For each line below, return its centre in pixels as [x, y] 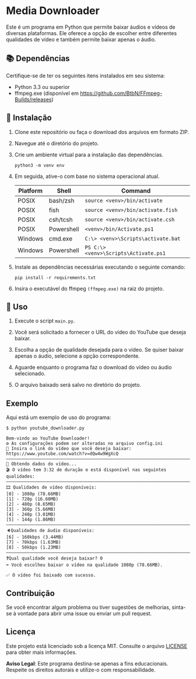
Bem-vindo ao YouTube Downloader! [48, 438]
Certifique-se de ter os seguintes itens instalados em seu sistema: [85, 76]
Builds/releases [33, 99]
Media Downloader [53, 11]
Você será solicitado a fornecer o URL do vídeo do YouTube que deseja [100, 332]
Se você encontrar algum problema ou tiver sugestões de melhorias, [88, 607]
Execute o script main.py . [45, 321]
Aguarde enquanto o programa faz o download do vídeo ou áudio [93, 368]
